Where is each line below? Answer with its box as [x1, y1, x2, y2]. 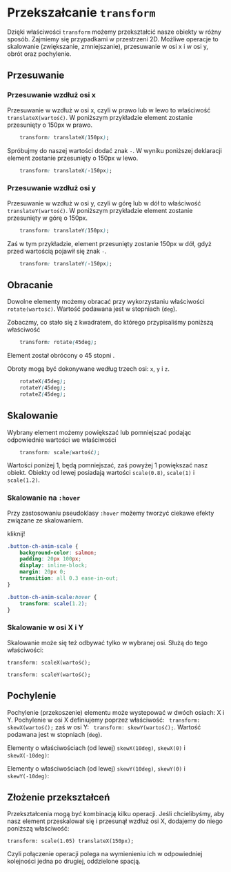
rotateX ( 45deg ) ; [19, 378, 67, 385]
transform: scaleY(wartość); [7, 671, 91, 678]
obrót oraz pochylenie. [7, 50, 72, 58]
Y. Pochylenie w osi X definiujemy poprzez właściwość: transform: [7, 716, 201, 724]
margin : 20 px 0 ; [19, 569, 67, 576]
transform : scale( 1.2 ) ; [19, 600, 88, 607]
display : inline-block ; [19, 562, 88, 569]
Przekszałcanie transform [7, 5, 156, 21]
